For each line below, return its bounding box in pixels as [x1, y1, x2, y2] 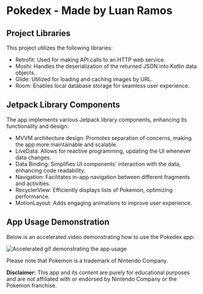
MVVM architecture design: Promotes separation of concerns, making [15, 134, 192, 141]
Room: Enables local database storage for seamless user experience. [15, 82, 190, 89]
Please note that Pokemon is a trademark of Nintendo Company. [6, 257, 168, 264]
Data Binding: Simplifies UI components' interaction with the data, [15, 160, 181, 167]
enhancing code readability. [15, 166, 86, 174]
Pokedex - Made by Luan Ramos [6, 4, 173, 18]
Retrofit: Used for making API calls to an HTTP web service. [15, 56, 166, 63]
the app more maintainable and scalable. [15, 141, 118, 148]
